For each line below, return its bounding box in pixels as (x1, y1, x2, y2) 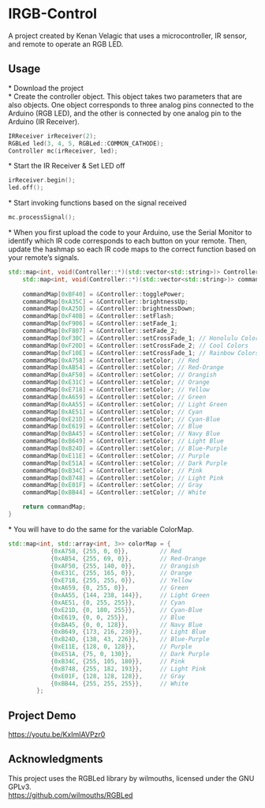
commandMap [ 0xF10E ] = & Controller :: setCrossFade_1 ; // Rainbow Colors (22, 349, 259, 357)
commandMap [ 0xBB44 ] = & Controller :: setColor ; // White (22, 489, 207, 497)
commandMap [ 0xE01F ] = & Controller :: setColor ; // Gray (22, 481, 203, 489)
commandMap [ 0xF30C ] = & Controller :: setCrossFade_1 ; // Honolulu (22, 334, 238, 342)
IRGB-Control (8, 5, 97, 23)
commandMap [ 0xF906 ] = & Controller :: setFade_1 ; (22, 319, 178, 328)
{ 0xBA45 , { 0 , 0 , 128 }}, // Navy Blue (50, 621, 203, 629)
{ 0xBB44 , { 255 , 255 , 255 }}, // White (50, 679, 189, 688)
